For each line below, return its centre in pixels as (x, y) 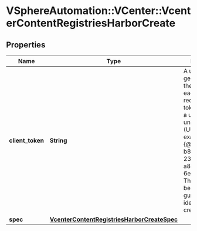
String (58, 140)
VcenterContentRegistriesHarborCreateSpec (113, 219)
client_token (26, 140)
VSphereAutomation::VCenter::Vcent (98, 11)
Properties (26, 45)
